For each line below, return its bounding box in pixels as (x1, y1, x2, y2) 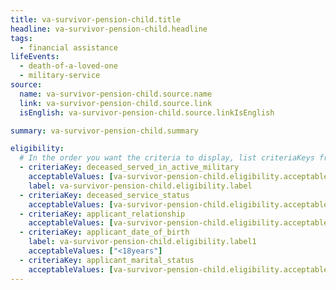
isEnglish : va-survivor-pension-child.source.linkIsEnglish (19, 107, 275, 118)
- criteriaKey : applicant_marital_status (19, 255, 195, 265)
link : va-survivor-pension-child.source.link (19, 98, 213, 108)
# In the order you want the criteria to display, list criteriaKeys (19, 153, 315, 163)
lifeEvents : (10, 52, 60, 62)
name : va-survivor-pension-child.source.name (19, 89, 213, 99)
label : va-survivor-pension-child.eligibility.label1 (28, 237, 257, 247)
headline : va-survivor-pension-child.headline (10, 24, 208, 34)
